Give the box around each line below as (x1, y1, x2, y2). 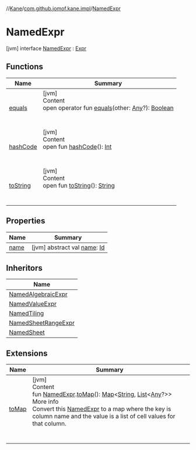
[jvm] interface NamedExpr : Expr (6, 45, 86, 52)
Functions (6, 62, 44, 72)
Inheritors (6, 263, 43, 273)
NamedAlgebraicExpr (9, 290, 68, 298)
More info (32, 398, 59, 406)
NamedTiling (9, 309, 44, 318)
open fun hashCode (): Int (43, 142, 112, 151)
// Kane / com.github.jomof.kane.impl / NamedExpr (6, 5, 121, 12)
